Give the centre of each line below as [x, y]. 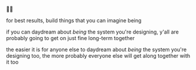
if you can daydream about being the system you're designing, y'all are [92, 32]
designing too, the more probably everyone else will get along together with [98, 56]
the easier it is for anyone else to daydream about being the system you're [97, 49]
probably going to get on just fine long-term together [70, 38]
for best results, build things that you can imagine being [74, 20]
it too [12, 62]
